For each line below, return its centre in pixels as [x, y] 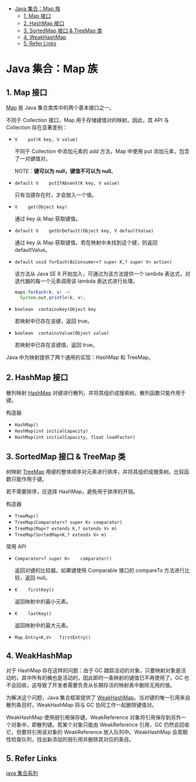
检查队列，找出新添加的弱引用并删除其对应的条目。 [73, 739]
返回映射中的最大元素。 [43, 625]
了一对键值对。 [32, 158]
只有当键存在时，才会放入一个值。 [56, 195]
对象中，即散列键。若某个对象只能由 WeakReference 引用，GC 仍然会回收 [100, 725]
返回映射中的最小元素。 [43, 602]
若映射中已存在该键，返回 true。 [54, 321]
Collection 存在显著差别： [37, 127]
